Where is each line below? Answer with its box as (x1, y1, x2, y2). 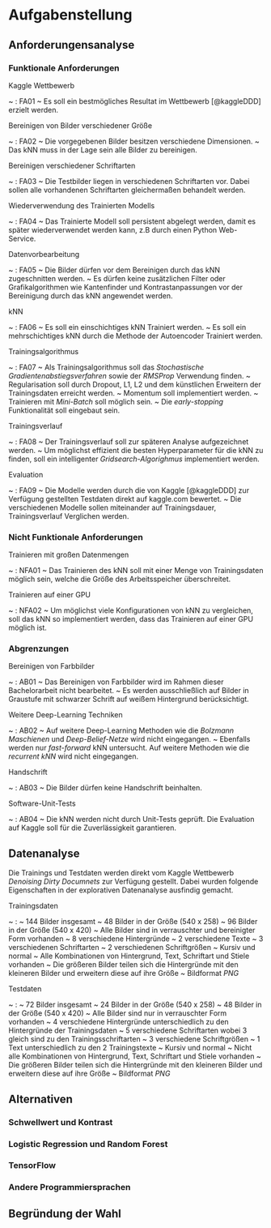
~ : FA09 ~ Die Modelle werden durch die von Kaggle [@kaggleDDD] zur (8, 485, 249, 495)
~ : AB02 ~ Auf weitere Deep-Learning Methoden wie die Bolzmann (8, 725, 235, 735)
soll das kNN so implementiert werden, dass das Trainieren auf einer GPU (8, 614, 253, 624)
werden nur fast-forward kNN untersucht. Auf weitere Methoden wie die (8, 743, 249, 753)
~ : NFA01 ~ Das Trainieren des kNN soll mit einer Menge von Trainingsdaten (8, 566, 264, 575)
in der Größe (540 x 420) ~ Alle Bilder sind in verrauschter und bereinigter (8, 926, 256, 935)
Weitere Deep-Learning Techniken (8, 710, 123, 720)
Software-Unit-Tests (8, 798, 76, 808)
